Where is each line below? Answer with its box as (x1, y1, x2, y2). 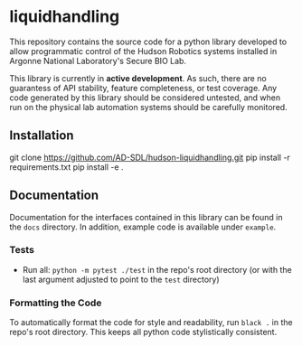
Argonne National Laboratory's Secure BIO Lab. (9, 55, 187, 66)
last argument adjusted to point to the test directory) (22, 274, 220, 285)
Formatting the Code (9, 296, 102, 309)
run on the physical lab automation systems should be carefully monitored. (9, 101, 288, 112)
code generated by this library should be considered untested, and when (9, 92, 281, 103)
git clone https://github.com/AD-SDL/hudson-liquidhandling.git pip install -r (9, 152, 291, 163)
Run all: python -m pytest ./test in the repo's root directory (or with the (22, 264, 292, 275)
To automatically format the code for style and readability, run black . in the (9, 317, 293, 328)
